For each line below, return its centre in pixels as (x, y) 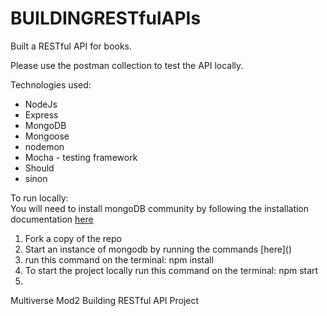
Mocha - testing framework (81, 157)
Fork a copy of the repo (73, 238)
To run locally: (39, 198)
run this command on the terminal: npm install (119, 259)
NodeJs (41, 104)
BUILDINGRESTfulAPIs (106, 18)
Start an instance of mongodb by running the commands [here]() (158, 249)
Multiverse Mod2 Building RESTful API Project (105, 300)
